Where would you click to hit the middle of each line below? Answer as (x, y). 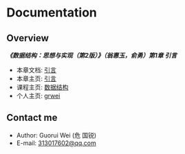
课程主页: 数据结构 (42, 87)
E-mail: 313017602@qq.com (56, 143)
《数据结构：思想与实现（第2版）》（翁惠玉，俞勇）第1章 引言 (92, 55)
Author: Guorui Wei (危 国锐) (56, 135)
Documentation (52, 13)
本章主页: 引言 (36, 78)
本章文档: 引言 (36, 70)
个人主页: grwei (38, 96)
